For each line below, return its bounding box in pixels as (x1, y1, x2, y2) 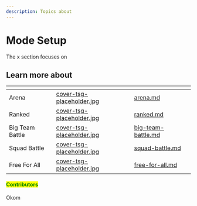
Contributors (6, 181, 39, 188)
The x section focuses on (6, 53, 67, 60)
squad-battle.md (134, 144, 181, 152)
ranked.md (134, 111, 164, 119)
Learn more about (6, 70, 73, 80)
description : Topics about (6, 8, 72, 15)
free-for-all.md (134, 161, 178, 169)
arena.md (134, 94, 160, 102)
